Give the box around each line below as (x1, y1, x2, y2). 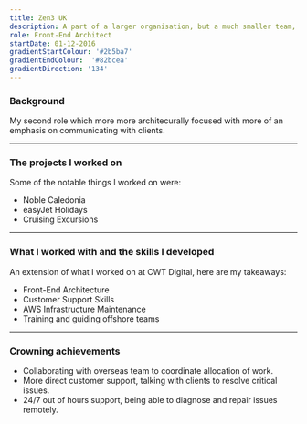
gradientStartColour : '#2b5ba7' (9, 48, 132, 57)
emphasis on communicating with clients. (9, 125, 166, 136)
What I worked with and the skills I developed (9, 246, 215, 259)
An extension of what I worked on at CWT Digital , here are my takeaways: (9, 266, 287, 277)
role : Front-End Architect (9, 30, 112, 39)
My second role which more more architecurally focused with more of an (9, 115, 283, 126)
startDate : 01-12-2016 (9, 38, 96, 48)
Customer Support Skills (22, 293, 115, 304)
